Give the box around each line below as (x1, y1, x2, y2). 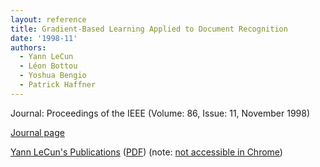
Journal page (10, 126, 65, 138)
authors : (10, 42, 47, 53)
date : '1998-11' (10, 33, 78, 43)
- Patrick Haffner (19, 80, 97, 90)
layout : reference (10, 14, 87, 25)
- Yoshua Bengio (19, 71, 87, 81)
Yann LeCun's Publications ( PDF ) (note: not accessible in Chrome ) (10, 146, 283, 158)
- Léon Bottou (19, 61, 78, 71)
